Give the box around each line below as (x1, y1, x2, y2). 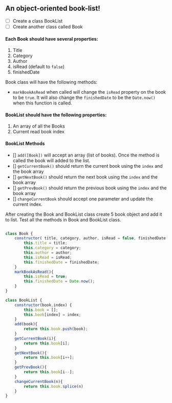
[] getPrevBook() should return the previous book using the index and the (12, 185, 167, 191)
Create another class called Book (12, 23, 83, 30)
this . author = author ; (24, 250, 72, 255)
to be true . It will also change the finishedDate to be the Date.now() (12, 95, 156, 101)
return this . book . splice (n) (24, 383, 83, 389)
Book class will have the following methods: (5, 79, 98, 85)
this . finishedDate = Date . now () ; (24, 279, 95, 284)
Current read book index (12, 129, 65, 135)
